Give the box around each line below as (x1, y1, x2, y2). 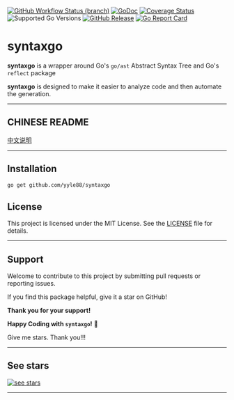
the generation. (7, 89, 51, 98)
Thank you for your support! (7, 307, 91, 315)
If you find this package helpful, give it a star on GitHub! (7, 293, 167, 301)
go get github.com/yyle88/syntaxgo (7, 181, 111, 188)
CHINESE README (7, 116, 89, 128)
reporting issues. (7, 279, 56, 288)
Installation (7, 163, 57, 175)
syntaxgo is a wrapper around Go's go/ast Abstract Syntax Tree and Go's (7, 61, 219, 70)
